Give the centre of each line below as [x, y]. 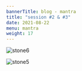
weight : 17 [20, 34]
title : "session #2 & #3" [38, 17]
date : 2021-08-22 [28, 22]
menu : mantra [22, 28]
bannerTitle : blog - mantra [41, 12]
